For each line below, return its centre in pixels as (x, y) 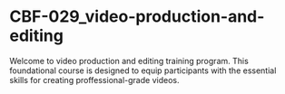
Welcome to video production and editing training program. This (129, 61)
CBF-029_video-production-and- (137, 17)
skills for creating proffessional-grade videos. (94, 80)
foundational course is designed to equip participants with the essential (143, 70)
